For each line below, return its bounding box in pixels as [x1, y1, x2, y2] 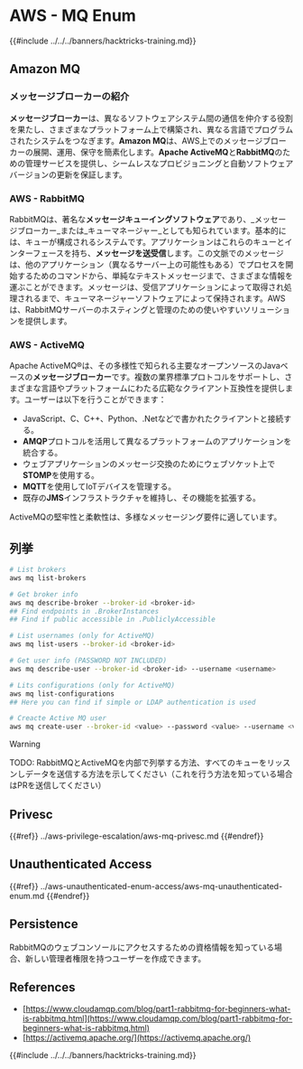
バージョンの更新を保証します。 [9, 169, 128, 180]
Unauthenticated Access [9, 857, 152, 872]
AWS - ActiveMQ [9, 338, 86, 351]
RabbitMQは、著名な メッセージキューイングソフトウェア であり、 [9, 213, 252, 224]
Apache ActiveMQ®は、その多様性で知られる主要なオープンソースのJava [9, 361, 281, 371]
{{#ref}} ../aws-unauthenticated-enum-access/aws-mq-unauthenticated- [9, 880, 283, 891]
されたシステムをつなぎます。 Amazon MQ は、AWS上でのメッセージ [9, 135, 263, 145]
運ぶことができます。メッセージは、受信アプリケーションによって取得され [9, 281, 284, 292]
